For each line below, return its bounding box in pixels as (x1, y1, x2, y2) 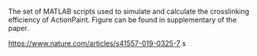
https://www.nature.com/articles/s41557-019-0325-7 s (8, 39, 187, 48)
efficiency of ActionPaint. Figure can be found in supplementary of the (8, 15, 237, 24)
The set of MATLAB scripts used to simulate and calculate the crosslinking (8, 7, 250, 16)
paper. (8, 24, 29, 32)
